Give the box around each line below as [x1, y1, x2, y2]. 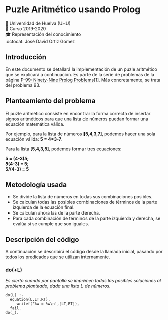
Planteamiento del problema [5, 97, 96, 105]
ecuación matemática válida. [5, 121, 64, 127]
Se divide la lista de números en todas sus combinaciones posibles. [12, 194, 153, 200]
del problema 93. [5, 82, 41, 88]
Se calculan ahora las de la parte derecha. [12, 210, 100, 216]
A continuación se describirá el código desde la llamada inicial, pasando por [5, 249, 163, 255]
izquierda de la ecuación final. [12, 204, 75, 210]
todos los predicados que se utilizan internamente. [5, 254, 110, 260]
